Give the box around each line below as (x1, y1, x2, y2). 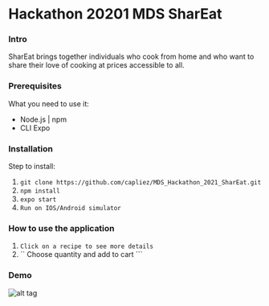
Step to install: (8, 162, 56, 172)
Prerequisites (8, 81, 62, 92)
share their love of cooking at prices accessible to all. (8, 60, 185, 70)
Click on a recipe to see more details (19, 242, 154, 250)
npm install (19, 187, 60, 196)
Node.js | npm (19, 114, 67, 124)
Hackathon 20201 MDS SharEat (8, 5, 222, 23)
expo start (19, 196, 57, 204)
